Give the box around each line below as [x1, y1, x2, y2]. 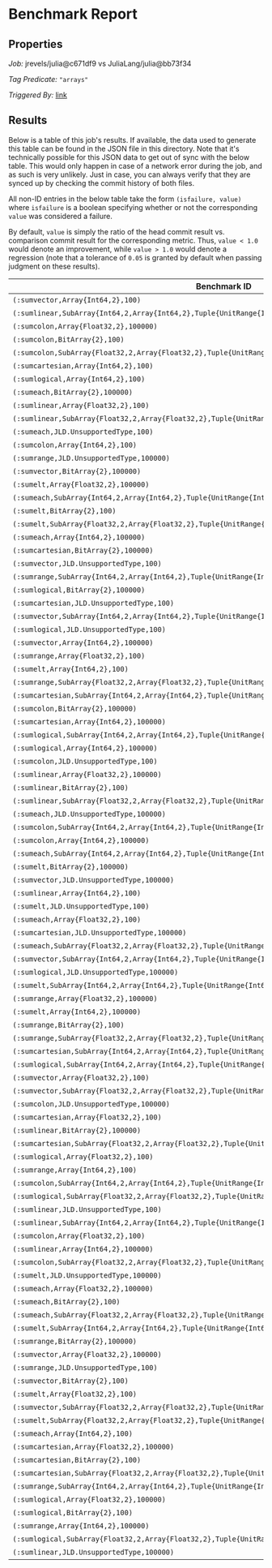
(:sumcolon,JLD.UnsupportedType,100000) [12, 1099, 170, 1108]
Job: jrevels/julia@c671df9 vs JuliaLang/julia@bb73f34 [8, 58, 192, 68]
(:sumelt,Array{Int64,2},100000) [12, 1007, 142, 1016]
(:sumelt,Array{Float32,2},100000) [12, 479, 150, 489]
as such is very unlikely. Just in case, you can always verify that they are [8, 170, 251, 179]
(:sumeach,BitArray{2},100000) [12, 387, 134, 397]
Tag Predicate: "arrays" [8, 75, 89, 84]
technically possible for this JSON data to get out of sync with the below [8, 152, 249, 162]
